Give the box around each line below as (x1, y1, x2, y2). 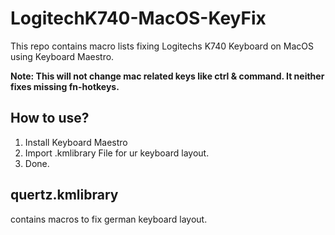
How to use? (10, 110, 90, 127)
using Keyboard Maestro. (10, 50, 115, 62)
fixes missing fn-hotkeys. (10, 80, 120, 92)
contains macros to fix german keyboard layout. (10, 213, 208, 225)
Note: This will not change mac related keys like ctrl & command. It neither (10, 70, 325, 82)
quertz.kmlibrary (10, 187, 119, 204)
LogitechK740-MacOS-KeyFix (10, 7, 267, 30)
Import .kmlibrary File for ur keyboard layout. (24, 147, 210, 159)
